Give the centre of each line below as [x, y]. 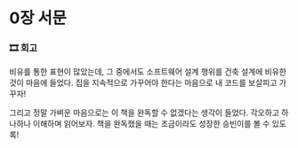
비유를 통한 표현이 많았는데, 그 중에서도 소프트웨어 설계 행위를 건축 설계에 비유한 [148, 72]
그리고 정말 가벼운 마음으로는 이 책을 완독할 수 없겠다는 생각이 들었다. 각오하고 [145, 113]
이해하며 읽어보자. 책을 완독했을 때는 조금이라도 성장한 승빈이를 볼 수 [151, 124]
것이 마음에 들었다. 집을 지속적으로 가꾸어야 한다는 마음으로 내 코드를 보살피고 [143, 83]
